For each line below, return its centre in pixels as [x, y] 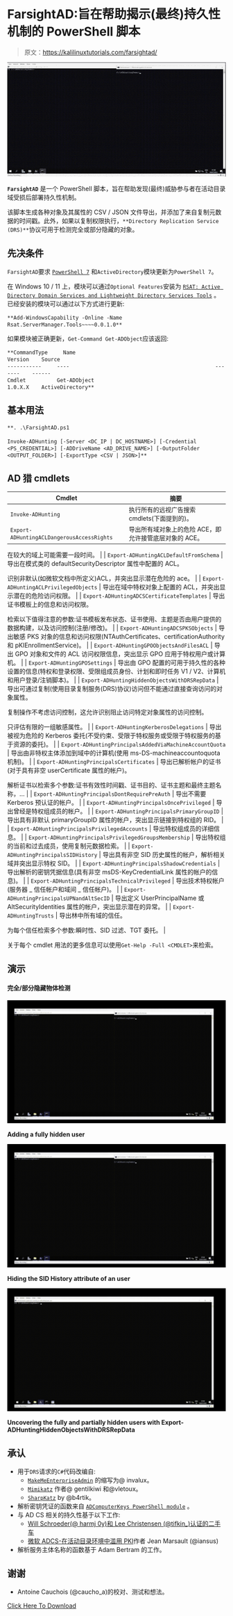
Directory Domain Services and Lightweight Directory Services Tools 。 [114, 295]
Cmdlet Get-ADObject [51, 380]
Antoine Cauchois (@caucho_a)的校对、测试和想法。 [93, 1592]
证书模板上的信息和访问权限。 [50, 604]
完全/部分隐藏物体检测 [39, 988]
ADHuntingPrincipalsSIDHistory [52, 855]
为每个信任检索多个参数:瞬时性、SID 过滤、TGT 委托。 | [87, 930]
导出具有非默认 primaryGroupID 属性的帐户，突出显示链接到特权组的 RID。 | [115, 819]
